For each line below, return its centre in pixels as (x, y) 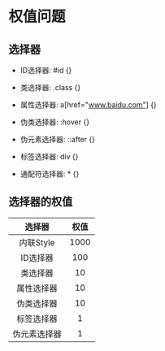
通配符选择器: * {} (50, 174)
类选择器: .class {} (50, 87)
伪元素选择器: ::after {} (58, 139)
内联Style (37, 242)
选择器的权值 (41, 202)
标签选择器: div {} (49, 156)
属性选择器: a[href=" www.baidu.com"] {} (88, 105)
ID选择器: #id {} (46, 70)
